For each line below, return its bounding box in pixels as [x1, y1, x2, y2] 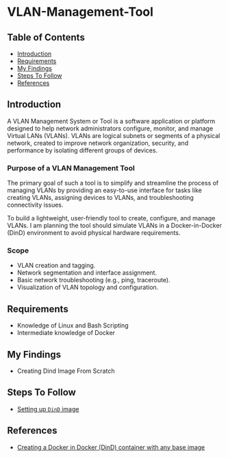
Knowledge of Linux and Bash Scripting [16, 321, 129, 330]
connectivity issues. [7, 201, 64, 209]
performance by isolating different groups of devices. [7, 146, 158, 154]
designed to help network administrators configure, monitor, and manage [7, 124, 214, 133]
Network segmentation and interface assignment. [16, 268, 157, 277]
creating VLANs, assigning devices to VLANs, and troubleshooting [7, 194, 194, 202]
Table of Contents [7, 32, 86, 43]
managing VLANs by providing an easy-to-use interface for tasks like [7, 186, 202, 194]
